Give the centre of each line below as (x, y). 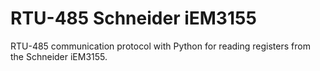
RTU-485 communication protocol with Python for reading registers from (160, 46)
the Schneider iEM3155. (59, 56)
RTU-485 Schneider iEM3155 (133, 18)
